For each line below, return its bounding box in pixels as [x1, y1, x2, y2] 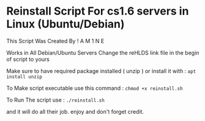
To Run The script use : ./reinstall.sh [6, 96, 105, 103]
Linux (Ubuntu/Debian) [6, 17, 125, 31]
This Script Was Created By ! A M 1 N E [6, 37, 105, 44]
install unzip [6, 74, 43, 80]
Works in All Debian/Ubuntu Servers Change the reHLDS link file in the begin [6, 49, 199, 56]
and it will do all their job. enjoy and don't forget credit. [6, 108, 144, 115]
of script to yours [6, 55, 50, 63]
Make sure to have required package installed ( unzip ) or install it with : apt [6, 67, 196, 74]
